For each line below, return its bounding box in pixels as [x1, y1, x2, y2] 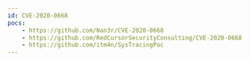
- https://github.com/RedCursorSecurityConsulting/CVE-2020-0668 [21, 33, 243, 42]
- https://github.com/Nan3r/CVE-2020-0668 [21, 26, 164, 34]
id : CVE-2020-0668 [7, 11, 68, 20]
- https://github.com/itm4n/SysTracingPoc [21, 41, 164, 49]
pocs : [7, 19, 25, 27]
